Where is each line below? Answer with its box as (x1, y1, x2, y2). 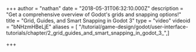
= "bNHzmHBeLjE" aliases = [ (6, 23, 78, 30)
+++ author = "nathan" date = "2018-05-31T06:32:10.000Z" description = (6, 5, 184, 12)
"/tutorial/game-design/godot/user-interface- (78, 23, 188, 30)
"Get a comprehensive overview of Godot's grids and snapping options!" (6, 11, 181, 18)
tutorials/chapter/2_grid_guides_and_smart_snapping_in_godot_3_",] (6, 29, 170, 36)
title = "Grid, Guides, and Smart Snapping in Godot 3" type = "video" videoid (6, 17, 191, 24)
